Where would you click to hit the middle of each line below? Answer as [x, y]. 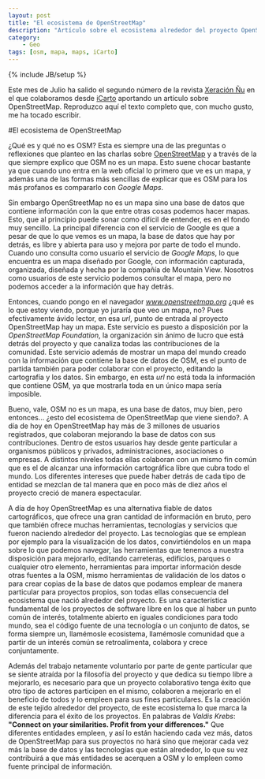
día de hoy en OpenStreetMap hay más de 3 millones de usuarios [114, 426]
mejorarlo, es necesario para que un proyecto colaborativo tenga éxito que [129, 682]
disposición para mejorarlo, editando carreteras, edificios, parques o [119, 558]
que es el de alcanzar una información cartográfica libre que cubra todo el [129, 468]
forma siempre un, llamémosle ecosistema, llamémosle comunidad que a [127, 634]
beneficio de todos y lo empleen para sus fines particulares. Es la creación [129, 699]
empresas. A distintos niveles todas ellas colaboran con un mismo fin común [132, 459]
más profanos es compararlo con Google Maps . [86, 187]
